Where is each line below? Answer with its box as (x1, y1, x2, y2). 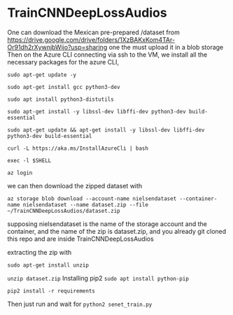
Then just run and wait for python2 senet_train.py (7, 300, 153, 308)
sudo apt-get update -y (7, 71, 77, 78)
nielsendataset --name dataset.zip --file (22, 201, 149, 208)
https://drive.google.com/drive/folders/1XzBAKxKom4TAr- (7, 35, 176, 43)
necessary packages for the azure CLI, (7, 57, 119, 66)
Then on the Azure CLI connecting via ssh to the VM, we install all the (7, 50, 208, 59)
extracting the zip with (7, 248, 72, 256)
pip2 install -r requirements (7, 287, 96, 295)
